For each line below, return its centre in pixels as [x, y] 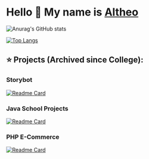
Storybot [19, 80]
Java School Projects [37, 108]
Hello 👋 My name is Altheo [72, 12]
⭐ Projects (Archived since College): [75, 60]
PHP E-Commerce [33, 137]
